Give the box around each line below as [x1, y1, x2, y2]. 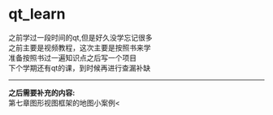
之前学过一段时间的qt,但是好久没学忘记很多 [8, 32, 153, 42]
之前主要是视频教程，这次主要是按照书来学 [8, 42, 151, 53]
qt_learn [8, 5, 67, 23]
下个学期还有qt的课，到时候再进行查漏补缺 [8, 62, 151, 73]
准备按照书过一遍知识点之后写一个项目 [8, 53, 136, 62]
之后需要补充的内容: [8, 87, 76, 97]
